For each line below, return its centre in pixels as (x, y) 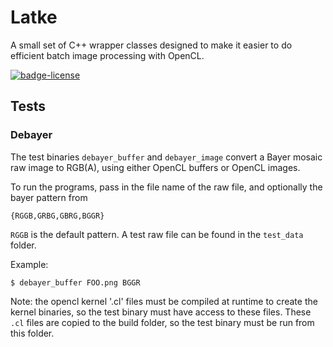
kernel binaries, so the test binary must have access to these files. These (161, 312)
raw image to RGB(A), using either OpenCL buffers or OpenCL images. (155, 167)
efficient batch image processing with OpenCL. (107, 55)
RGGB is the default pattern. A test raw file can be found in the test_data (157, 234)
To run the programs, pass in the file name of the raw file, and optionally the (166, 187)
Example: (29, 264)
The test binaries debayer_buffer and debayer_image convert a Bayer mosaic (166, 157)
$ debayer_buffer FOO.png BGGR (75, 282)
